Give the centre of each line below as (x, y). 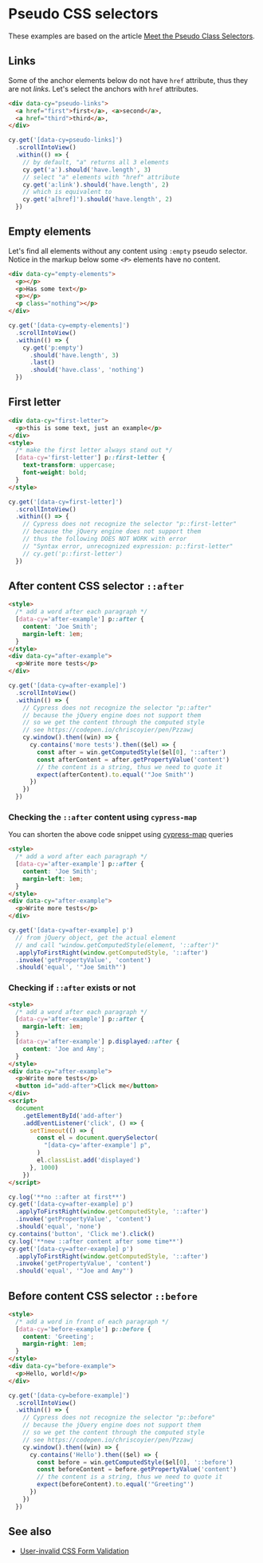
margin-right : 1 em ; (55, 1344)
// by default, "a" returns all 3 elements (96, 162)
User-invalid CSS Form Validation (74, 1551)
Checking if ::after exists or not (72, 988)
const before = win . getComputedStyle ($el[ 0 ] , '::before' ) (135, 1462)
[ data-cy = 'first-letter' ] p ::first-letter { (90, 458)
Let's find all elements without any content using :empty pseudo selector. (128, 251)
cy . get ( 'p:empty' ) (53, 348)
